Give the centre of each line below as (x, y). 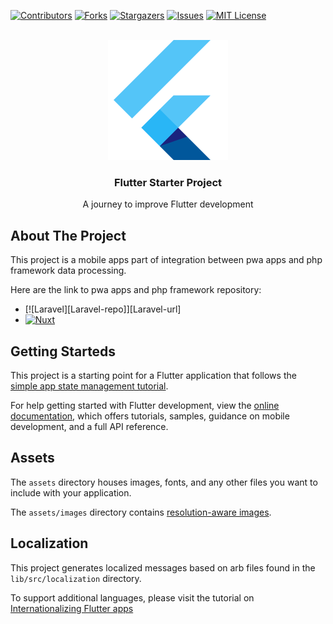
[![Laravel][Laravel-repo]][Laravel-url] (103, 309)
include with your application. (71, 492)
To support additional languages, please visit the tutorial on (132, 597)
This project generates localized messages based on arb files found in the (163, 567)
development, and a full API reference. (89, 426)
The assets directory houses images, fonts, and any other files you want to (164, 482)
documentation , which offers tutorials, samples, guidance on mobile (150, 416)
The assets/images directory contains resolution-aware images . (141, 512)
